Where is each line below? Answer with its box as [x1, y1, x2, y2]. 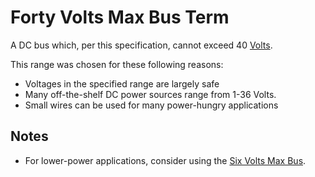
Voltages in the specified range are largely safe [24, 77, 220, 90]
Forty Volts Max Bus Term [10, 6, 230, 29]
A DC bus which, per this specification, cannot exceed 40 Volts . [10, 39, 273, 51]
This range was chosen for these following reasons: [10, 58, 224, 70]
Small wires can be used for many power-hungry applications [24, 99, 279, 111]
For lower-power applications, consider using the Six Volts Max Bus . [24, 154, 307, 166]
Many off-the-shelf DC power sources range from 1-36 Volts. [24, 88, 277, 100]
